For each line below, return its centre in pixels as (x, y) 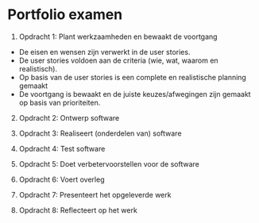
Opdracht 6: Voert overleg (62, 179)
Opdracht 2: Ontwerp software (69, 117)
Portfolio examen (65, 15)
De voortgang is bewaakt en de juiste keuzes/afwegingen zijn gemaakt (135, 94)
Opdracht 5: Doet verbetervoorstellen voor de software (109, 163)
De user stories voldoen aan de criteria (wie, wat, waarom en (119, 60)
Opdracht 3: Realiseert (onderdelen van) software (100, 133)
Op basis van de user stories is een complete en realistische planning (133, 77)
